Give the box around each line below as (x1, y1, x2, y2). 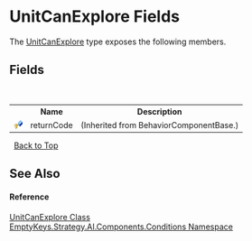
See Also (9, 166, 61, 181)
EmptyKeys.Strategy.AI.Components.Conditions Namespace (9, 221, 233, 232)
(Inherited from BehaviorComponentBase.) (80, 119, 239, 130)
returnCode (30, 119, 74, 130)
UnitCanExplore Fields (9, 6, 181, 27)
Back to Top (13, 140, 59, 151)
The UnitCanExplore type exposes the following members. (9, 36, 227, 47)
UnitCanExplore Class (9, 211, 90, 222)
